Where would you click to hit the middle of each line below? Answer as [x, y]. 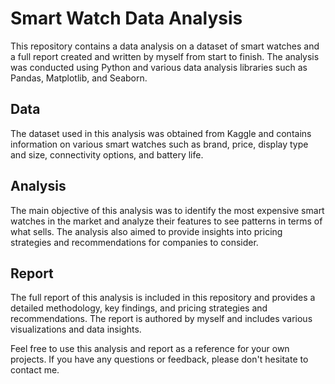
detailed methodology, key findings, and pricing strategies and [139, 308]
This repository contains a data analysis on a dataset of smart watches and [165, 46]
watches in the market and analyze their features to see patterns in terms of [166, 221]
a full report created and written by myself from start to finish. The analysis [165, 56]
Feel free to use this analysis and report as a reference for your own [150, 349]
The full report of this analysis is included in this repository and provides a [163, 298]
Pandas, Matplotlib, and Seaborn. [79, 78]
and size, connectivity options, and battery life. [107, 154]
